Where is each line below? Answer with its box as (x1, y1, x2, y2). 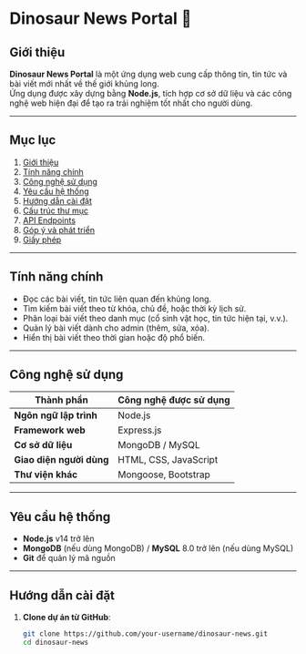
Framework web (14, 424, 87, 436)
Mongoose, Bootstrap (117, 468, 211, 481)
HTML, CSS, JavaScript (117, 454, 219, 466)
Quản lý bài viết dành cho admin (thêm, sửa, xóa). (22, 322, 209, 333)
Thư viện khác (14, 468, 78, 481)
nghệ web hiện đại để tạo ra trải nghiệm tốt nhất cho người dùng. (9, 97, 253, 108)
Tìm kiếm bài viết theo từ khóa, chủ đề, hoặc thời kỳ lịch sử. (22, 302, 247, 313)
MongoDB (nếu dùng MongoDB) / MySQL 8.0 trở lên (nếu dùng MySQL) (22, 543, 294, 554)
